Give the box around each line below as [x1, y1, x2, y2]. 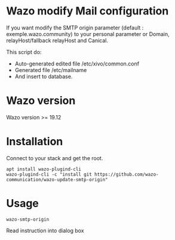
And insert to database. [14, 73, 73, 80]
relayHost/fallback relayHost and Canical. [6, 37, 109, 44]
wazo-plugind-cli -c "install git [6, 171, 93, 178]
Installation [6, 135, 63, 148]
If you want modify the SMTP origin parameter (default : [6, 24, 144, 31]
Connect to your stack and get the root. [6, 154, 103, 161]
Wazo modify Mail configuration [6, 4, 169, 18]
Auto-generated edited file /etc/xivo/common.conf [14, 60, 139, 67]
